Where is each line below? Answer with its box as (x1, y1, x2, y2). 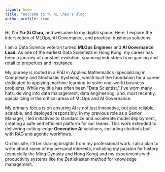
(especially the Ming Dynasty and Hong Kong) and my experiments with (5, 151, 151, 157)
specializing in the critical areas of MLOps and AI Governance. (5, 96, 132, 101)
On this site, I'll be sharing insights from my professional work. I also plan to (5, 141, 159, 147)
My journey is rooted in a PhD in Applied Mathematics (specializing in (5, 70, 146, 75)
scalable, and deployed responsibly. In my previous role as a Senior (5, 110, 142, 116)
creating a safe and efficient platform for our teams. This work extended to (5, 121, 157, 126)
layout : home (5, 7, 32, 12)
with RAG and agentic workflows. (5, 131, 73, 137)
